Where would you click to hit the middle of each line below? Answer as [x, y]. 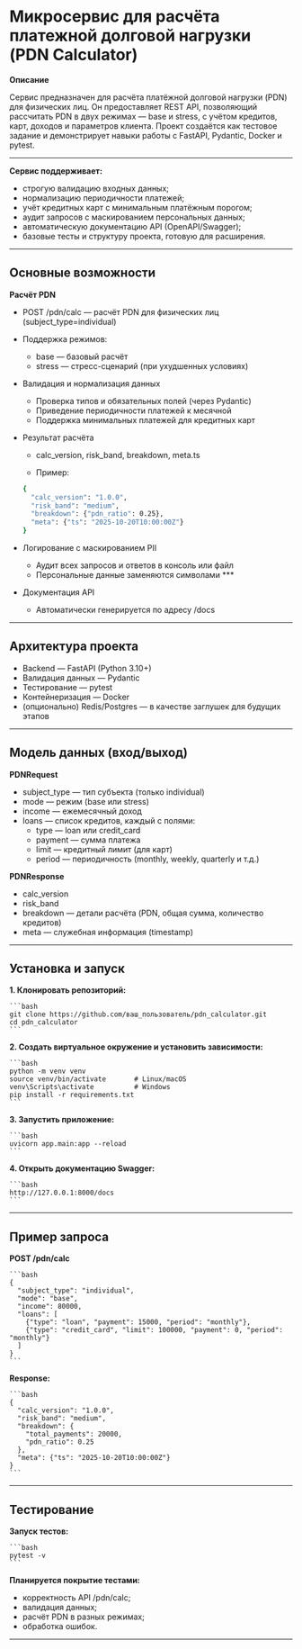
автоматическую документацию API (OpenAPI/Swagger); [132, 226]
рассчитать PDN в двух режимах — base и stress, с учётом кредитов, [143, 116]
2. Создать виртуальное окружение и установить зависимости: [136, 1047]
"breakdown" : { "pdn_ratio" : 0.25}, [98, 514]
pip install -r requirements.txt [72, 1095]
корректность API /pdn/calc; [76, 1598]
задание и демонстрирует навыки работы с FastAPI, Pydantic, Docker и [146, 135]
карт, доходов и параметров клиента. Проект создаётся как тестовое [143, 126]
